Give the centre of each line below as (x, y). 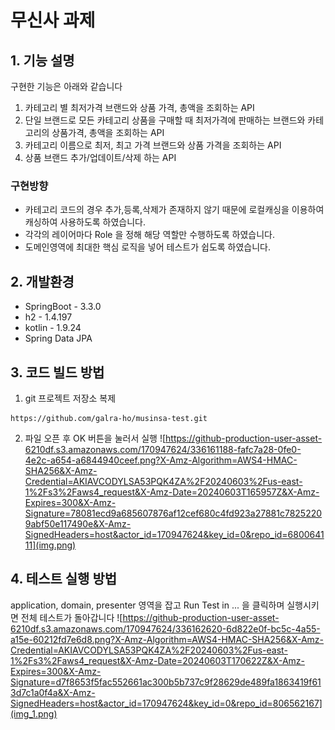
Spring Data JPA (58, 338)
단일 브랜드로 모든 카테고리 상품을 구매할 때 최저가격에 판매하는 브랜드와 (165, 120)
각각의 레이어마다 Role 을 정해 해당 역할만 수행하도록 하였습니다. (149, 235)
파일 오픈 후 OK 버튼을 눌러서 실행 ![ (95, 438)
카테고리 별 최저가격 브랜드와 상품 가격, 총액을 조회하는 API (139, 107)
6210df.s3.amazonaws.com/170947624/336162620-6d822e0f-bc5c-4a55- (165, 628)
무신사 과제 (53, 20)
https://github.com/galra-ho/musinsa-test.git (109, 418)
